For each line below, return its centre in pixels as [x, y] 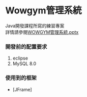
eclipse [20, 58]
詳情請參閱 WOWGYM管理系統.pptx [42, 32]
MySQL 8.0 [24, 64]
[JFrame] [22, 89]
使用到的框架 [21, 78]
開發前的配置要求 [26, 47]
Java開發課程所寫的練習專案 [35, 26]
